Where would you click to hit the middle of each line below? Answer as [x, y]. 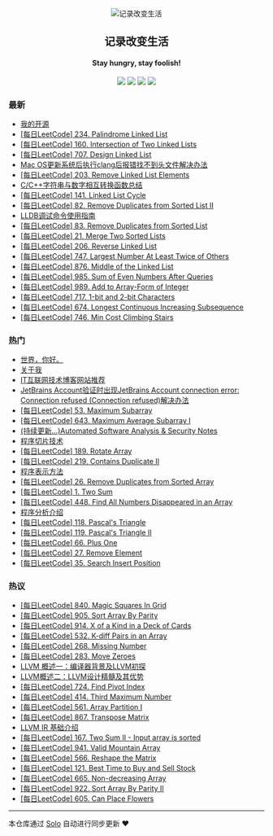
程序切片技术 [41, 441]
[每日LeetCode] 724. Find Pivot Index [82, 687]
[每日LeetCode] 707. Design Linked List [86, 154]
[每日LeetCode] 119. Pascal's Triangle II [86, 532]
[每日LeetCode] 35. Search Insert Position [90, 563]
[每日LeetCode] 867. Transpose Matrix [84, 717]
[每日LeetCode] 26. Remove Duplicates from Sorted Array [117, 482]
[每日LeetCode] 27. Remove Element [81, 553]
